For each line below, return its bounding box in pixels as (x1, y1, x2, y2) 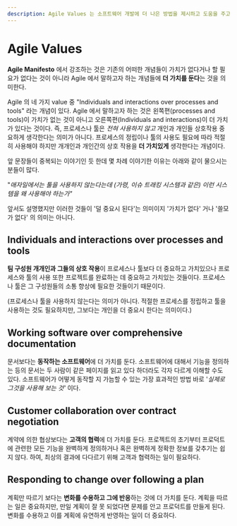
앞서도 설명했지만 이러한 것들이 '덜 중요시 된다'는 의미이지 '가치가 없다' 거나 (7, 204, 214, 212)
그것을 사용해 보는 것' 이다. (7, 384, 81, 392)
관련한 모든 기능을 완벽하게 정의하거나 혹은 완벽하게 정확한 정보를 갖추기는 (14, 444, 219, 452)
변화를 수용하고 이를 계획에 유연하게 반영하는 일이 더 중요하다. (7, 510, 177, 519)
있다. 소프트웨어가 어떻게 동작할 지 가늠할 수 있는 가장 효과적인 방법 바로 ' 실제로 (7, 375, 226, 384)
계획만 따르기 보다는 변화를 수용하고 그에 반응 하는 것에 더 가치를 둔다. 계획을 (7, 493, 215, 501)
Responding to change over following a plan (7, 474, 205, 486)
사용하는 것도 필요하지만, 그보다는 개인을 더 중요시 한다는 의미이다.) (7, 306, 193, 314)
